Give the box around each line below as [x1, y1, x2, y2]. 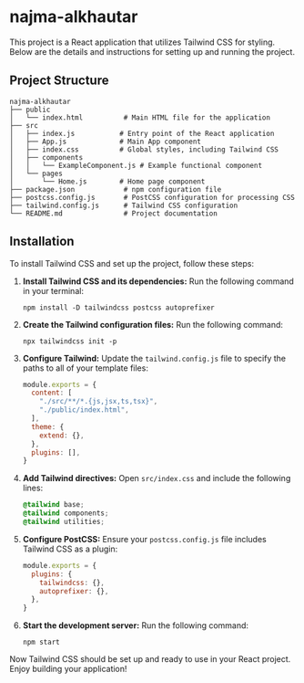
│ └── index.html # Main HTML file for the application [9, 112, 271, 122]
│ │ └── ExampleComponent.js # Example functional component [9, 161, 262, 170]
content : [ [31, 388, 73, 398]
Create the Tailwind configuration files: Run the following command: [22, 319, 284, 330]
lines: [22, 482, 44, 494]
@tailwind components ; [22, 509, 109, 518]
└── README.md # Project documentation [9, 208, 218, 218]
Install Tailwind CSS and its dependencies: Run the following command [22, 276, 294, 287]
